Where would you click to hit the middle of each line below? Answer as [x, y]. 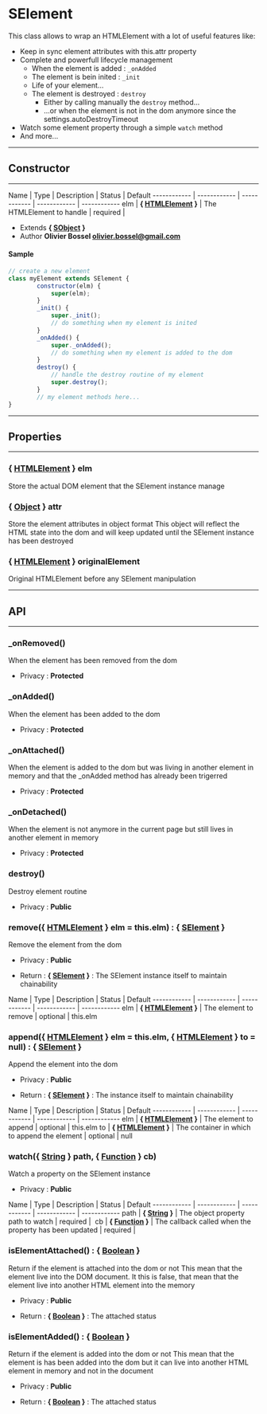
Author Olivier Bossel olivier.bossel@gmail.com [100, 236]
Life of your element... [68, 85]
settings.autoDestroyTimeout [91, 119]
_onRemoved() [37, 644]
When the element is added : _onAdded [94, 68]
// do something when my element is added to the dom [141, 353]
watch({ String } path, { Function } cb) [83, 1157]
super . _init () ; [76, 315]
